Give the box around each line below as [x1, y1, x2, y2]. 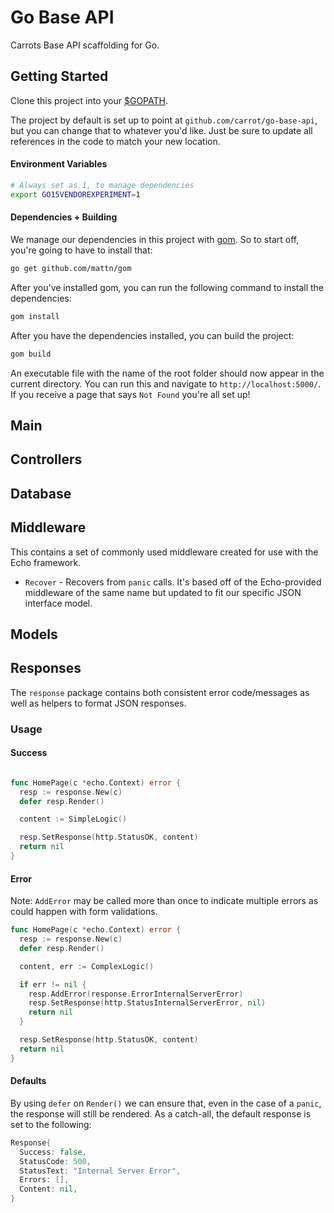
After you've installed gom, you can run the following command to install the [10, 281, 325, 293]
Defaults [10, 1075, 47, 1087]
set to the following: [10, 1118, 92, 1130]
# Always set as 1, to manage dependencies [10, 180, 195, 190]
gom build [10, 349, 52, 359]
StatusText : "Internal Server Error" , [19, 1166, 182, 1176]
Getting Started [10, 68, 109, 85]
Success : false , [19, 1147, 87, 1157]
